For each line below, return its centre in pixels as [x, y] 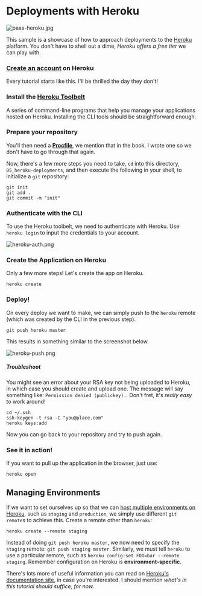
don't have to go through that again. [51, 152]
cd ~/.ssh [19, 412]
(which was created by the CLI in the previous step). [71, 319]
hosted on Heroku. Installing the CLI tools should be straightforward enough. [101, 117]
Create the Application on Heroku [56, 260]
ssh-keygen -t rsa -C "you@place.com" [55, 418]
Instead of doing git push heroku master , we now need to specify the [93, 542]
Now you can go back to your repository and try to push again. [84, 434]
